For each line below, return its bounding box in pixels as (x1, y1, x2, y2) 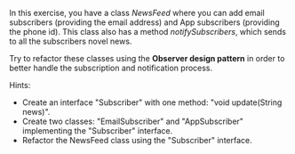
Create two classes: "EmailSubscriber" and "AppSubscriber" (21, 116, 244, 126)
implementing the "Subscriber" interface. (21, 126, 173, 136)
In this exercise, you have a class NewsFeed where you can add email (9, 8, 265, 18)
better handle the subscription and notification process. (9, 62, 213, 73)
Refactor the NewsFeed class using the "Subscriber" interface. (21, 135, 252, 145)
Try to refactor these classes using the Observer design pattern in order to (9, 53, 285, 63)
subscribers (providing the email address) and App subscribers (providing (9, 17, 280, 28)
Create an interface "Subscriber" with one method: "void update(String (21, 97, 283, 108)
